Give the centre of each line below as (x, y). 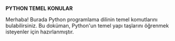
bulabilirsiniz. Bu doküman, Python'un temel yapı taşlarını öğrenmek (87, 26)
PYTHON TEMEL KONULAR (39, 8)
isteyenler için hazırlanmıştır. (40, 32)
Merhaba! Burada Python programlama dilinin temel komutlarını (82, 19)
